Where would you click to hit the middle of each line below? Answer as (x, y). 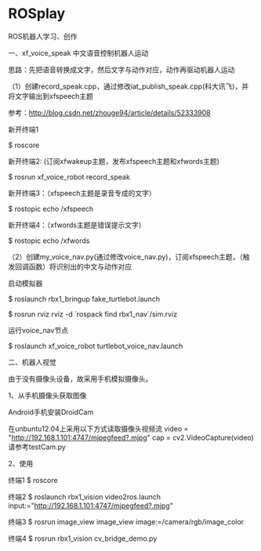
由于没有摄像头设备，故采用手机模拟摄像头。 (80, 379)
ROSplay (37, 14)
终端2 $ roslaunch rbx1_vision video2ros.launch (85, 497)
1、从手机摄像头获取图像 (47, 395)
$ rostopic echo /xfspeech (51, 208)
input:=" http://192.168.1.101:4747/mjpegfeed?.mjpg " (91, 506)
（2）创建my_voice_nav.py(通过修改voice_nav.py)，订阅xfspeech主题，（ (125, 256)
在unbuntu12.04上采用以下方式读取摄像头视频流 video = (98, 429)
